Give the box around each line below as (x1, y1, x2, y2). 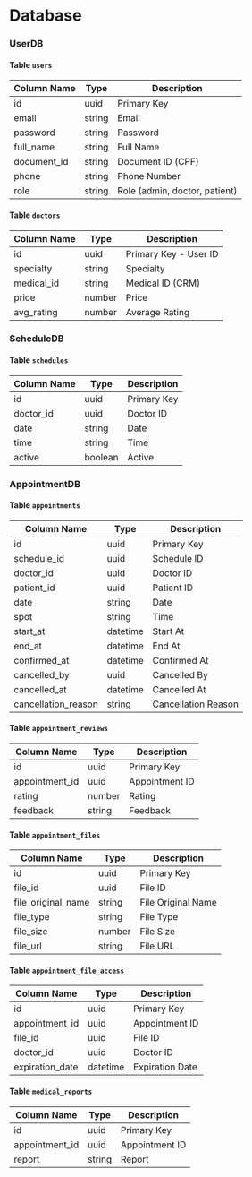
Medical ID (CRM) (125, 277, 201, 289)
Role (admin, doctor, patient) (117, 185, 238, 197)
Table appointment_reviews (9, 723, 109, 734)
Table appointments (9, 500, 80, 511)
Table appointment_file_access (9, 965, 125, 975)
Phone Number (117, 170, 181, 183)
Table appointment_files (9, 829, 101, 840)
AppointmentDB (9, 477, 81, 490)
